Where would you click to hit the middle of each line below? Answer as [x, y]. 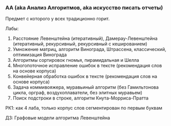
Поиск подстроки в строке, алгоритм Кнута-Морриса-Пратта [81, 98]
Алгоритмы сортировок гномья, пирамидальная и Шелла [76, 60]
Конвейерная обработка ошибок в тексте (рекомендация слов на [85, 77]
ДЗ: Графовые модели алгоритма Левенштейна [58, 118]
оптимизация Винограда [40, 55]
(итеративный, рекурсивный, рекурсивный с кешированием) [80, 44]
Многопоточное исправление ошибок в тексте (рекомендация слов [87, 66]
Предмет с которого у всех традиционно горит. [58, 19]
